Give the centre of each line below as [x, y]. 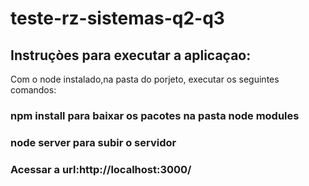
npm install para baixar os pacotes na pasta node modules [155, 115]
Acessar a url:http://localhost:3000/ [101, 169]
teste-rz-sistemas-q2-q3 [117, 18]
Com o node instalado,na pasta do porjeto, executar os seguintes [145, 79]
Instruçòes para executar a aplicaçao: [131, 55]
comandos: [33, 90]
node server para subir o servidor [93, 142]
